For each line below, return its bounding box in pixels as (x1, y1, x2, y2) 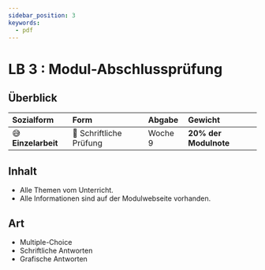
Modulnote (188, 138, 230, 149)
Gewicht (188, 115, 221, 126)
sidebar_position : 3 (8, 11, 77, 20)
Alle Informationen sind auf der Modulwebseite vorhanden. (19, 194, 211, 203)
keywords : (8, 19, 41, 27)
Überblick (8, 91, 58, 105)
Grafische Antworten (19, 254, 88, 264)
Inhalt (8, 165, 37, 178)
